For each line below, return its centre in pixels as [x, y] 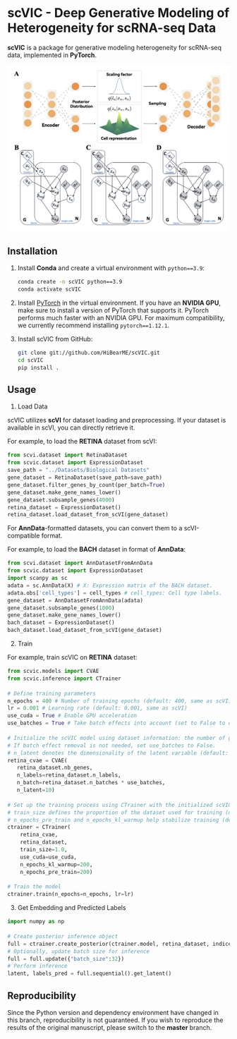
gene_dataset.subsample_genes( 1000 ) [61, 608]
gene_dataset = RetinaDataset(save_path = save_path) [85, 478]
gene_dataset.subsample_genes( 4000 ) [61, 500]
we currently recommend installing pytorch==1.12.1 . [93, 325]
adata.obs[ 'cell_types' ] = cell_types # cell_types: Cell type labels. [115, 593]
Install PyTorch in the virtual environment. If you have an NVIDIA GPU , [119, 303]
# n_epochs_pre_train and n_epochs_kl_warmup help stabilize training [113, 820]
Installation [32, 251]
